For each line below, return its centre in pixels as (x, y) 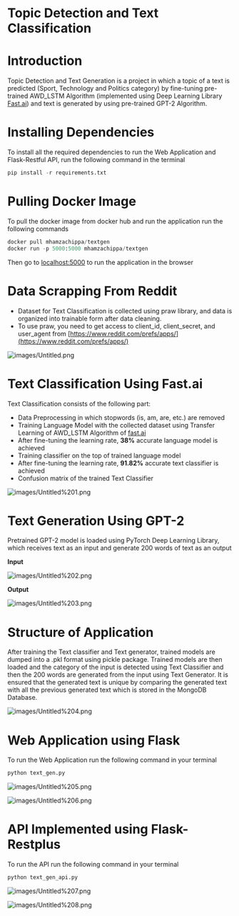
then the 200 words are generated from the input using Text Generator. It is (118, 675)
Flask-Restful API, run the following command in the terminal (96, 160)
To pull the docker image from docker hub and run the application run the (115, 221)
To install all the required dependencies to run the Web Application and (112, 152)
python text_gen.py (36, 773)
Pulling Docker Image (72, 202)
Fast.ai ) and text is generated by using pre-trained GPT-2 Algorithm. (107, 104)
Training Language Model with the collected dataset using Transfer (116, 425)
